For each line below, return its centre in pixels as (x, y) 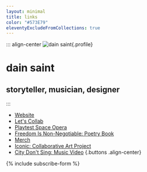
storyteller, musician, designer (63, 89)
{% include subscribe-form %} (43, 164)
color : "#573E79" (27, 22)
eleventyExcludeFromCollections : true (53, 28)
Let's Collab (29, 121)
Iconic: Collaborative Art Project (53, 146)
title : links (22, 17)
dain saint (30, 68)
